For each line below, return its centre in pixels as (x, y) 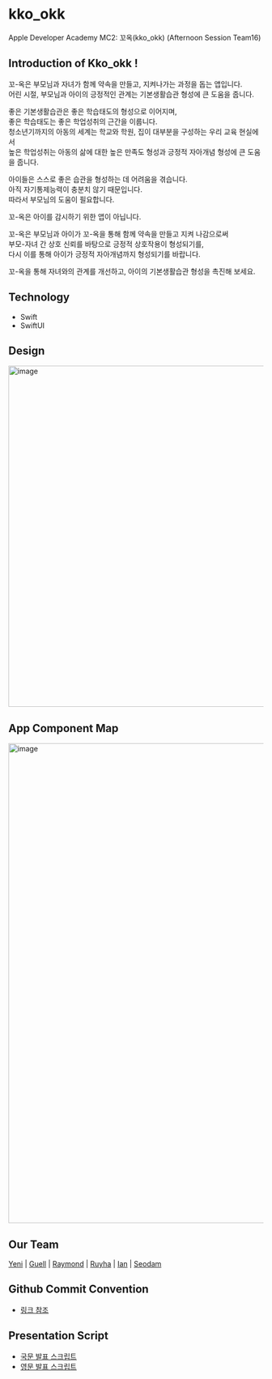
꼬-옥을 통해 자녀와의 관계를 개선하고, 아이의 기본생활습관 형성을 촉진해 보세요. (132, 271)
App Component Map (64, 728)
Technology (39, 298)
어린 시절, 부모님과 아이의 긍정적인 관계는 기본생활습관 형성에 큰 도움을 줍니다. (132, 94)
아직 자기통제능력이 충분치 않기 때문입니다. (76, 189)
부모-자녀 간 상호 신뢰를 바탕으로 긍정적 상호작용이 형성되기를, (106, 244)
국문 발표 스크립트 (48, 1356)
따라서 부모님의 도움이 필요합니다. (62, 199)
